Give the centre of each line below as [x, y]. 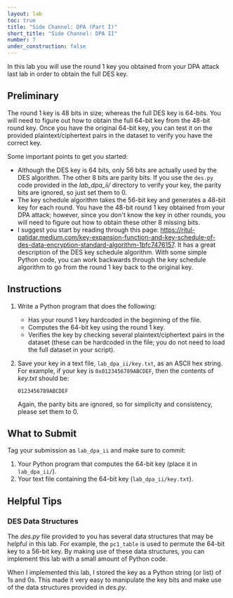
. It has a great [195, 245]
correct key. [25, 143]
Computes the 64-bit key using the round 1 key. [96, 327]
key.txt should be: [43, 378]
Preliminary [33, 96]
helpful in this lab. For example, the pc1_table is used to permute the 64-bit [116, 544]
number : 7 [22, 40]
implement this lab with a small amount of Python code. [87, 559]
